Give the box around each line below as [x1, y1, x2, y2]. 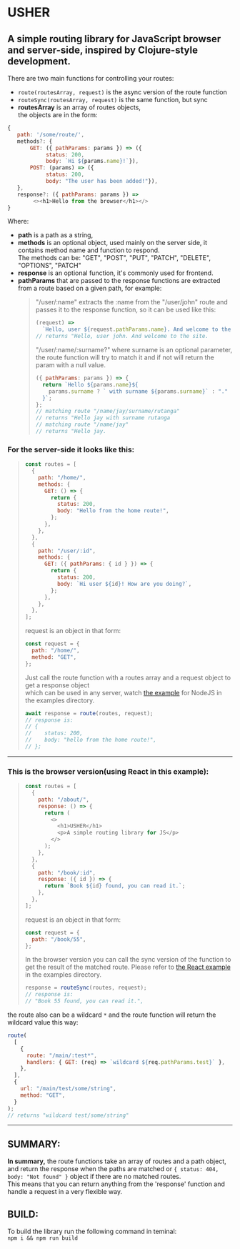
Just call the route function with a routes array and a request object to [24, 673, 231, 682]
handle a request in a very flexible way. [7, 1188, 123, 1196]
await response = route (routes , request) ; [24, 710, 154, 717]
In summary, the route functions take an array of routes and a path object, [7, 1157, 226, 1165]
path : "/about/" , [38, 796, 90, 803]
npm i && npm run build [7, 1235, 79, 1242]
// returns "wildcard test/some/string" [7, 1112, 130, 1119]
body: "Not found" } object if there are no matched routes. [7, 1173, 181, 1181]
